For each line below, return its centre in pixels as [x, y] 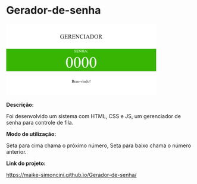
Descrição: [20, 105]
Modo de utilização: [31, 134]
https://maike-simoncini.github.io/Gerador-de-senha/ [71, 175]
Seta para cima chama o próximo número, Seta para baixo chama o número [99, 145]
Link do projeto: [26, 163]
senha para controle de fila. [40, 123]
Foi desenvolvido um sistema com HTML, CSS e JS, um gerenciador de [94, 116]
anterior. [16, 152]
